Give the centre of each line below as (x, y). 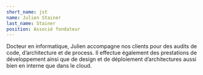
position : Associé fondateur (43, 29)
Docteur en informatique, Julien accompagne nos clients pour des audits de (101, 46)
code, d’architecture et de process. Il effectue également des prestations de (101, 53)
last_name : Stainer (31, 23)
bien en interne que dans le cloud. (49, 66)
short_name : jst (27, 12)
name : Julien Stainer (34, 18)
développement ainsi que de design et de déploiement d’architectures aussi (101, 59)
